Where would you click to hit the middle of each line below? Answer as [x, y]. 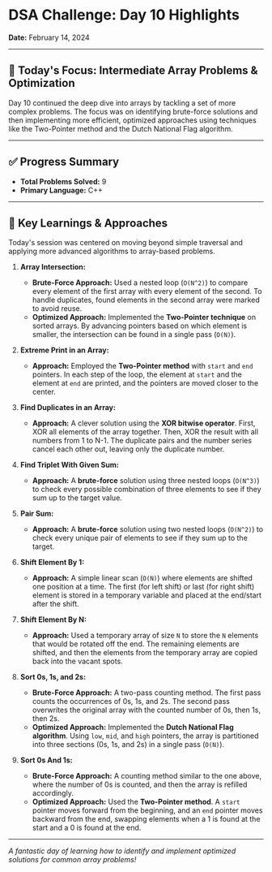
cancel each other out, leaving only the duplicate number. [128, 449]
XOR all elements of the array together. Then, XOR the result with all [145, 432]
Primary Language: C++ [62, 190]
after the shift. [55, 604]
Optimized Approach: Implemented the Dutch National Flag [133, 727]
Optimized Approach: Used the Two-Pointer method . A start [136, 802]
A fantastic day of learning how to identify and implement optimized [122, 851]
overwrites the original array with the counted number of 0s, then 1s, [147, 710]
